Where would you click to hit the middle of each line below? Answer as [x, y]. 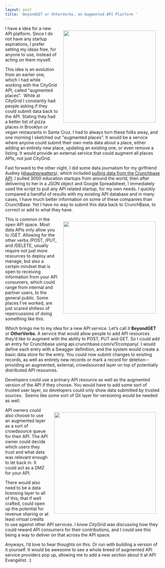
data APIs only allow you [30, 230]
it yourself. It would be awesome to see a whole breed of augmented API [79, 549]
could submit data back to [32, 111]
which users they [23, 447]
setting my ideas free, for [31, 49]
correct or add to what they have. [39, 209]
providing [15, 365]
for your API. [18, 473]
